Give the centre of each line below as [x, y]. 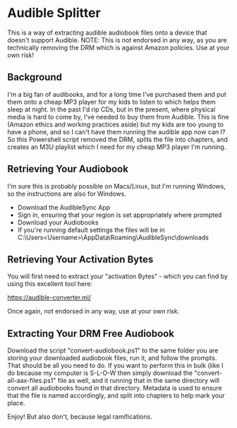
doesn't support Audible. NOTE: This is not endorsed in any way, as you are [117, 40]
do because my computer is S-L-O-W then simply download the [100, 373]
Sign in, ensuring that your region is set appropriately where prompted [120, 215]
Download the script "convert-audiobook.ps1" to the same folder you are [113, 350]
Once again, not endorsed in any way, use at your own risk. [93, 311]
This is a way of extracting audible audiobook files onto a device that [107, 32]
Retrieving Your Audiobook [68, 169]
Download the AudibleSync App [64, 207]
